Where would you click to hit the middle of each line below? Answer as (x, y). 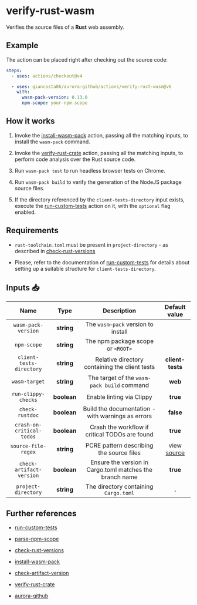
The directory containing (119, 487)
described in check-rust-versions (55, 251)
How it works (30, 121)
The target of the (111, 378)
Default (175, 307)
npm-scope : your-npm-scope (55, 103)
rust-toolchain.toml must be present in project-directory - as (91, 244)
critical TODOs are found (119, 435)
